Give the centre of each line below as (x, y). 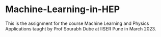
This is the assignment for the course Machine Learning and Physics (77, 23)
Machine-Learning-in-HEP (63, 9)
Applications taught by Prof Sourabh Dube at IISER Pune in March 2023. (81, 28)
